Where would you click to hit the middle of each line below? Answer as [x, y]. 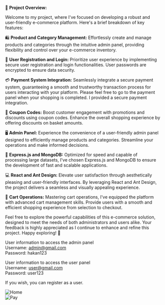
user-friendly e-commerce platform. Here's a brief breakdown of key [75, 22]
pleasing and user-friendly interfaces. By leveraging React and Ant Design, [81, 182]
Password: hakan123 [26, 253]
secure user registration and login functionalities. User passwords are [76, 65]
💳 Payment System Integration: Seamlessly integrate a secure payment [79, 80]
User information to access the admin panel [49, 242]
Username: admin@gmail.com [36, 248]
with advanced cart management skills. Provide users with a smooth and [79, 202]
